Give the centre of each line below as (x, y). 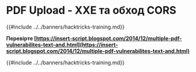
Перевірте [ (21, 38)
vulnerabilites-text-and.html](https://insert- (62, 45)
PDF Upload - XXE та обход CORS (91, 10)
